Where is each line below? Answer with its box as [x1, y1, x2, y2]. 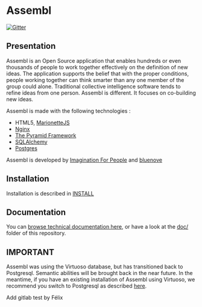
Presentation [6, 41, 56, 51]
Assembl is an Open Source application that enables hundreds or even [6, 57, 181, 64]
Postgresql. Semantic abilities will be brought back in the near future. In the [6, 270, 193, 277]
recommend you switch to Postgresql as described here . [6, 282, 147, 290]
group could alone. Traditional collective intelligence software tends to [6, 83, 181, 90]
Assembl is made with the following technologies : [6, 107, 131, 115]
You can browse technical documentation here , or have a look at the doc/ [6, 223, 189, 230]
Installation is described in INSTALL [6, 189, 95, 197]
